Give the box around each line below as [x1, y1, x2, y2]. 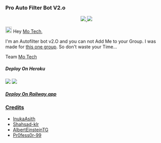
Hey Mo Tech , [12, 28, 43, 34]
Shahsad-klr [12, 121, 39, 127]
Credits [5, 104, 24, 111]
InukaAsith [12, 115, 35, 122]
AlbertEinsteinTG [12, 127, 49, 133]
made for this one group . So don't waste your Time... [5, 44, 117, 50]
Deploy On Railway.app [5, 91, 57, 97]
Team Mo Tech [5, 53, 37, 60]
